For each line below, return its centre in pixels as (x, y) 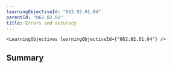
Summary (25, 58)
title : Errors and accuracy (42, 23)
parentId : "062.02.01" (35, 17)
